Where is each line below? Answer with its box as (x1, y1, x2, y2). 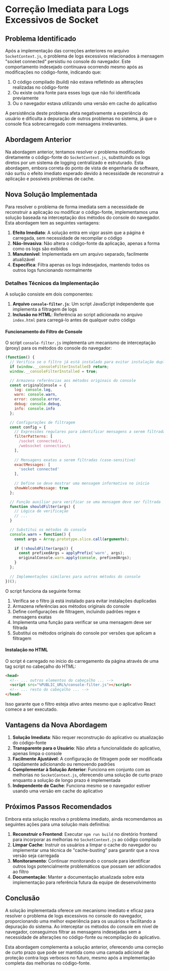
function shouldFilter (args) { (10, 504, 75, 509)
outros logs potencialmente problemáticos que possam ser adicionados (12, 863, 161, 869)
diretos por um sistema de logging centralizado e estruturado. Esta (5, 159, 144, 165)
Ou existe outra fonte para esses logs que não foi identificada (12, 90, 140, 95)
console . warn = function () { (10, 532, 71, 537)
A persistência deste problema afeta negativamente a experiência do (5, 110, 148, 116)
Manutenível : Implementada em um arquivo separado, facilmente (12, 251, 149, 257)
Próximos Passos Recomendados (5, 803, 112, 811)
